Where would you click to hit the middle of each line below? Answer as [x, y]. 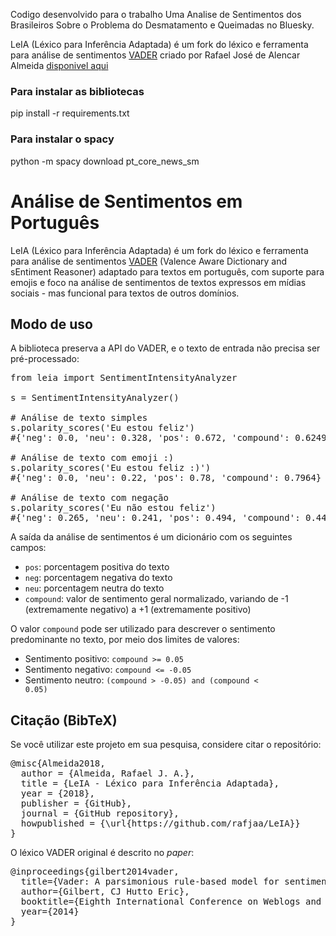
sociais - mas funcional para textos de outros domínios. [125, 293]
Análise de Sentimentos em [126, 201]
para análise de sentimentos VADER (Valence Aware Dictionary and [149, 261]
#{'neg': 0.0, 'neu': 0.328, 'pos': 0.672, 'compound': [150, 438]
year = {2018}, [57, 793]
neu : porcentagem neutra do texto [94, 588]
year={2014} [50, 912]
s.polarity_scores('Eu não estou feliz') [113, 508]
